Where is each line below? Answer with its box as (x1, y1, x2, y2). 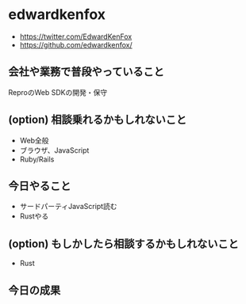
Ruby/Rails (19, 154, 55, 164)
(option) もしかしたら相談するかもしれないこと (8, 237, 240, 250)
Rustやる (19, 211, 49, 221)
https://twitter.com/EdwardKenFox (19, 32, 133, 41)
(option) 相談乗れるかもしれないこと (8, 113, 187, 127)
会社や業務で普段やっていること (8, 65, 164, 78)
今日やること (8, 179, 71, 192)
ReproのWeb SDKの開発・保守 (8, 87, 108, 97)
